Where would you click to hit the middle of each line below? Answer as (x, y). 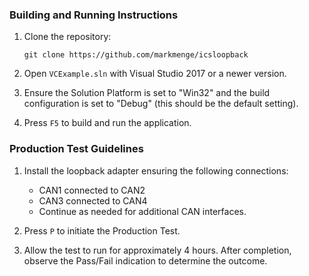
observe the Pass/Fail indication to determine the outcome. (145, 260)
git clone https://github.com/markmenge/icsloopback (136, 55)
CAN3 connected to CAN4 (93, 200)
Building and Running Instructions (94, 15)
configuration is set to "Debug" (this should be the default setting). (161, 104)
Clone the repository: (67, 37)
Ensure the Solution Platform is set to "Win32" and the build (147, 93)
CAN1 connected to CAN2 (92, 190)
